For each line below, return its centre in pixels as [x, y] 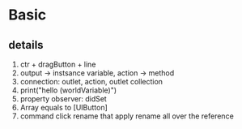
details [26, 45]
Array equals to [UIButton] [64, 107]
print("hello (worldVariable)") [68, 90]
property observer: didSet [63, 99]
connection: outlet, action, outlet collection [91, 82]
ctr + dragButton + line [58, 64]
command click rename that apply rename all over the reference [127, 116]
